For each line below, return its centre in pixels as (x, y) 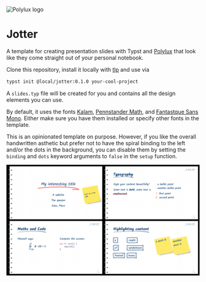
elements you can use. (35, 100)
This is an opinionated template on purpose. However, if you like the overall (101, 136)
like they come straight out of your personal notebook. (75, 58)
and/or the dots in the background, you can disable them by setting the (96, 150)
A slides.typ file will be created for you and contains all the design (91, 93)
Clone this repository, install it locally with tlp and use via (78, 69)
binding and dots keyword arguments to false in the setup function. (92, 156)
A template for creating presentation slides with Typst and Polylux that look (101, 51)
